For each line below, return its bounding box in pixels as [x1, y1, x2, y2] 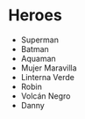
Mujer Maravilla [20, 63, 77, 73]
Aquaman [20, 53, 56, 63]
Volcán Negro [20, 90, 71, 101]
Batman [20, 43, 49, 54]
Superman [20, 34, 59, 45]
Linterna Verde [20, 71, 75, 82]
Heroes [8, 5, 62, 26]
